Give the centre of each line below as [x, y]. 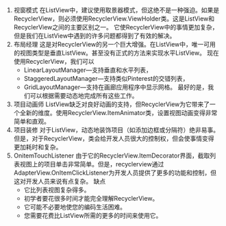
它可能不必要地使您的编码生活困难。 [75, 207]
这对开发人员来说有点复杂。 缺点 [60, 181]
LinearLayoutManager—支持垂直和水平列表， [88, 70]
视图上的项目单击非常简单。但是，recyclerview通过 [92, 164]
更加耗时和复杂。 [38, 147]
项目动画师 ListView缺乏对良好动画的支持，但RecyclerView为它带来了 [112, 104]
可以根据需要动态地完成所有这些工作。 [84, 96]
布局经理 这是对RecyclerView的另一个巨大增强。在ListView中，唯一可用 [114, 44]
